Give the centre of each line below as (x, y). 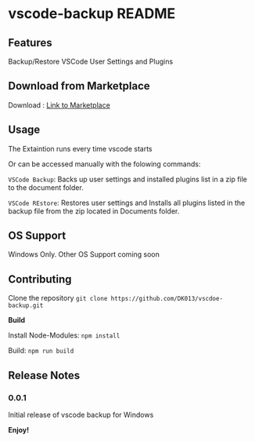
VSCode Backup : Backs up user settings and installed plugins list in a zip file (128, 179)
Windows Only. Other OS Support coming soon (84, 254)
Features (30, 43)
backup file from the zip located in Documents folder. (94, 211)
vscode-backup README (92, 14)
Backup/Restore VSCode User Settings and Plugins (91, 61)
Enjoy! (19, 429)
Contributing (40, 279)
